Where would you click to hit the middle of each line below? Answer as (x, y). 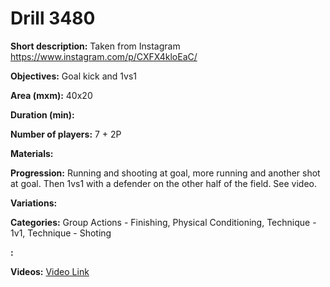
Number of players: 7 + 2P (66, 134)
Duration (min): (42, 114)
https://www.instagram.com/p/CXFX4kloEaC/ (104, 56)
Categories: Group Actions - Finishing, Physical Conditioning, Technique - (163, 222)
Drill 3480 (53, 18)
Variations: (34, 203)
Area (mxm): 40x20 (51, 95)
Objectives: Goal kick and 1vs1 (74, 76)
